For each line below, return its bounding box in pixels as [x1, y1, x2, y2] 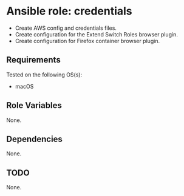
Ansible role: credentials [6, 4, 132, 18]
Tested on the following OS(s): [6, 71, 83, 78]
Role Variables [6, 100, 62, 110]
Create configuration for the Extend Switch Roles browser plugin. [15, 30, 178, 38]
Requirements [6, 55, 61, 65]
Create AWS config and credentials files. [15, 24, 117, 32]
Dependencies [6, 133, 63, 144]
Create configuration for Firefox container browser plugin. [15, 37, 160, 44]
